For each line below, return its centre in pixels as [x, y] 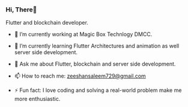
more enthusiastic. [37, 99]
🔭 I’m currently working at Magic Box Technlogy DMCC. [83, 34]
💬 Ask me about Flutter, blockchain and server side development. [95, 64]
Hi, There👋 [21, 10]
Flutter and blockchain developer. [47, 23]
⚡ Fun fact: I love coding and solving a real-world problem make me [98, 90]
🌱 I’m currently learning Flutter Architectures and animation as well [97, 46]
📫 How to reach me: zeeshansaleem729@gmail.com [80, 76]
